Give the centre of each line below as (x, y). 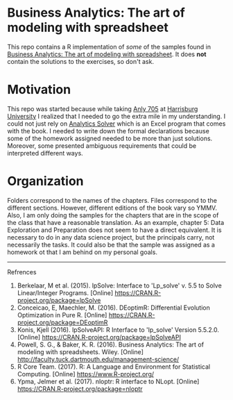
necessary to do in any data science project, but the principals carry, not (111, 237)
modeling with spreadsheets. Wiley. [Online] (80, 351)
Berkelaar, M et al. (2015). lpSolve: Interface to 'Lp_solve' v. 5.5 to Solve (119, 285)
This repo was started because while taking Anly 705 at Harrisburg (103, 108)
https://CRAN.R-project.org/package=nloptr (80, 389)
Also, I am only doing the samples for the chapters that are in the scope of (113, 215)
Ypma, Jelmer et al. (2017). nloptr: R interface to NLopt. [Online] (108, 381)
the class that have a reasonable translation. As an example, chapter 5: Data (116, 222)
